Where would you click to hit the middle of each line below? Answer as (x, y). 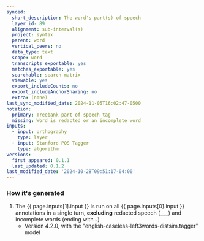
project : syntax (32, 35)
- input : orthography (40, 132)
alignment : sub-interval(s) (48, 29)
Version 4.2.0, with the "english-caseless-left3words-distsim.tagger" (111, 226)
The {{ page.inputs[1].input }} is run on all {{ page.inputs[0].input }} (100, 207)
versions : (19, 155)
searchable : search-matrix (46, 75)
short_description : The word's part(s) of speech (76, 18)
